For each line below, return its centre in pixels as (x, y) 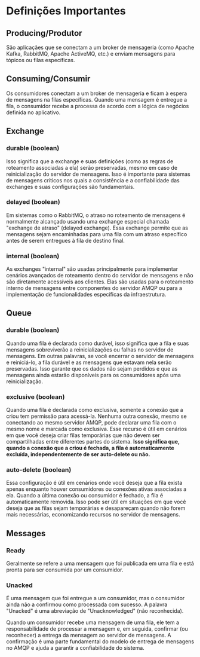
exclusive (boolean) (36, 397)
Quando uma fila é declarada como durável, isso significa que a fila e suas (98, 343)
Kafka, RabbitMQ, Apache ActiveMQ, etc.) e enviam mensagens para (91, 54)
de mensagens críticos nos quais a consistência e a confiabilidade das (93, 180)
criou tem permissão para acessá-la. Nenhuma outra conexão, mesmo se (96, 416)
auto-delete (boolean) (39, 470)
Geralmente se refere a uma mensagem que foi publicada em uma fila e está (100, 564)
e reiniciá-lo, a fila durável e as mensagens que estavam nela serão (89, 362)
